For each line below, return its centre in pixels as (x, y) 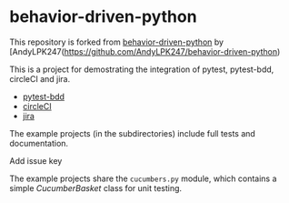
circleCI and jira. (40, 78)
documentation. (39, 143)
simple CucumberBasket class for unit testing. (96, 188)
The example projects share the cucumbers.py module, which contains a (143, 178)
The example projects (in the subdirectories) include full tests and (133, 133)
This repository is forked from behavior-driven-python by (117, 42)
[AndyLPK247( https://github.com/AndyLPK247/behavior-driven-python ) (145, 51)
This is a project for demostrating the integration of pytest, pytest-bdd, (142, 69)
